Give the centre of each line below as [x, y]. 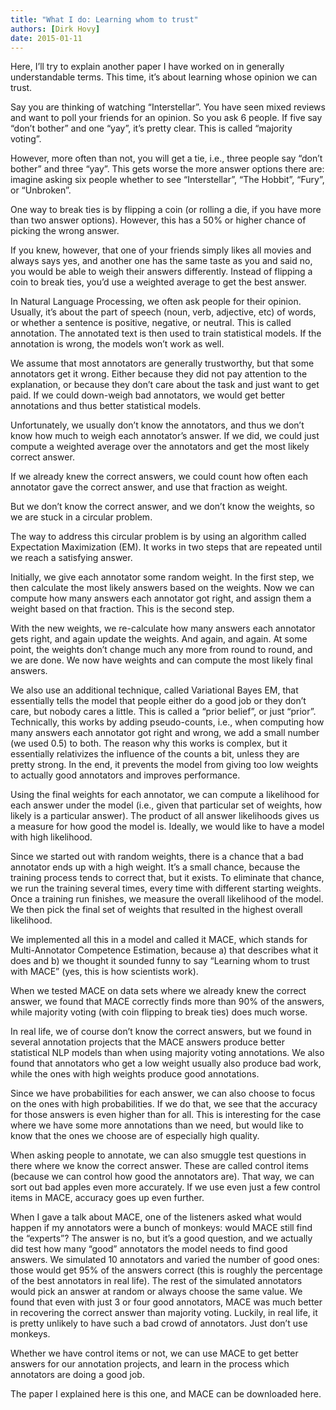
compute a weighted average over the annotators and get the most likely [160, 447]
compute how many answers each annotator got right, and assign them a [161, 598]
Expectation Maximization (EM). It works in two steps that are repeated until [166, 547]
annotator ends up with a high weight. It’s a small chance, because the [155, 867]
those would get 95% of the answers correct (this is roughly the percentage [166, 1270]
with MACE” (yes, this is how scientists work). [104, 972]
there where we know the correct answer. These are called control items [159, 1166]
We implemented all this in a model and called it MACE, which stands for [159, 940]
